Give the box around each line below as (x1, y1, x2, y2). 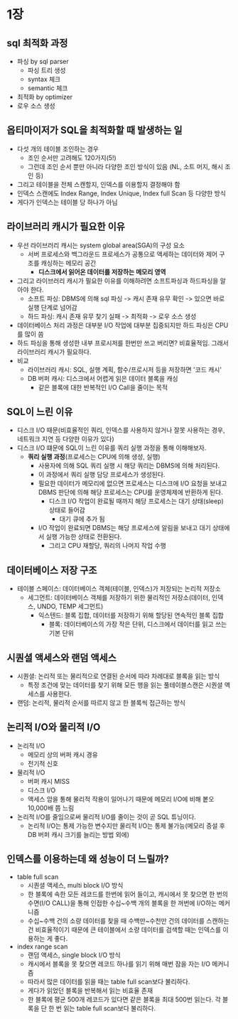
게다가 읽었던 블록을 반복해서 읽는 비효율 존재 (27, 986, 153, 995)
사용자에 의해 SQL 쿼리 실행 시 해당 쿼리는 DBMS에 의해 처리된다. (38, 461, 220, 470)
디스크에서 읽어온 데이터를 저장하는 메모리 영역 (38, 267, 166, 276)
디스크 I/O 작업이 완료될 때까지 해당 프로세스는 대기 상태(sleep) (48, 497, 225, 505)
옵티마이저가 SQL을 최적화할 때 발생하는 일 (6, 124, 183, 136)
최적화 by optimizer (16, 93, 73, 101)
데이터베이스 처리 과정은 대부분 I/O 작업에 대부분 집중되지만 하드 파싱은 (16, 320, 214, 329)
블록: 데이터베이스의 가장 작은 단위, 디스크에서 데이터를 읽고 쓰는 (48, 620, 227, 629)
